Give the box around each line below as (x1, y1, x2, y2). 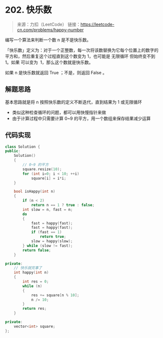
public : (5, 149, 21, 153)
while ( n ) (22, 284, 42, 288)
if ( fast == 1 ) (31, 230, 62, 235)
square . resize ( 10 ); (22, 167, 62, 171)
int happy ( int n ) (14, 270, 49, 275)
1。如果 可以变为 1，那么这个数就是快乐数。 (5, 59, 93, 65)
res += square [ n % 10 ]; (31, 292, 79, 298)
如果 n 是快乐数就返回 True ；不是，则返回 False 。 (5, 69, 107, 75)
